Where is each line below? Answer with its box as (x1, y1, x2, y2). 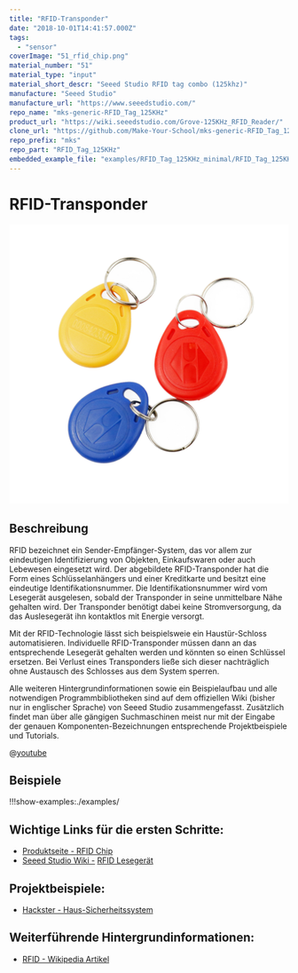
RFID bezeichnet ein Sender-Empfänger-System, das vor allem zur (9, 544, 253, 555)
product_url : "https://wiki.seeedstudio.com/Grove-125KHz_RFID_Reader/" (9, 117, 284, 126)
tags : (9, 33, 29, 42)
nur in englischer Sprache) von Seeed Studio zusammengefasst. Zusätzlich (9, 701, 285, 712)
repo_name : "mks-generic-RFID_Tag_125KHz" (9, 107, 169, 117)
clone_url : (9, 127, 50, 136)
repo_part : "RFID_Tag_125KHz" (9, 146, 122, 154)
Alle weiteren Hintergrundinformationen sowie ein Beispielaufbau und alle (9, 683, 278, 693)
